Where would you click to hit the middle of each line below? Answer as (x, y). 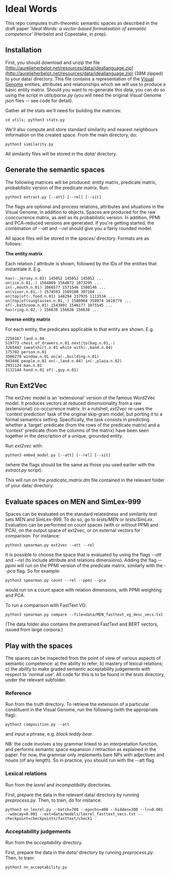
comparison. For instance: (33, 536)
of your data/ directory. (30, 486)
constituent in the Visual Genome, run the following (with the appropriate (82, 710)
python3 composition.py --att (38, 725)
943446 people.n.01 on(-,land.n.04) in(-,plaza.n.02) (64, 361)
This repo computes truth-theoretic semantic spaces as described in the (81, 23)
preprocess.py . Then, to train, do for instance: (54, 800)
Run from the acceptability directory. (44, 842)
